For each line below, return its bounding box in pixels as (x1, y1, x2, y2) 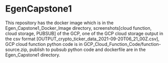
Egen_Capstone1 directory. (5, 51, 60, 58)
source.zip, (5, 46, 29, 52)
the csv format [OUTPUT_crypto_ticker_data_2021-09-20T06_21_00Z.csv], (5, 36, 159, 42)
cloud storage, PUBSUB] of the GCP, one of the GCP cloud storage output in (5, 30, 163, 36)
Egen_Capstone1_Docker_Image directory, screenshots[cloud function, (5, 25, 152, 31)
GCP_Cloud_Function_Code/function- (83, 41, 161, 47)
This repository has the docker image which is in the (5, 20, 114, 26)
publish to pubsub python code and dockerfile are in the (29, 46, 146, 52)
